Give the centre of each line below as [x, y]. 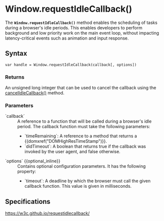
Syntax [16, 54]
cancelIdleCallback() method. [35, 93]
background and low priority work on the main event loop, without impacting [82, 33]
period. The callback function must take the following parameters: [84, 127]
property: [27, 172]
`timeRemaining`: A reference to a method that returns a [81, 136]
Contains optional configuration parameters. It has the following [82, 166]
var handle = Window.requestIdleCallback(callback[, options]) [71, 65]
